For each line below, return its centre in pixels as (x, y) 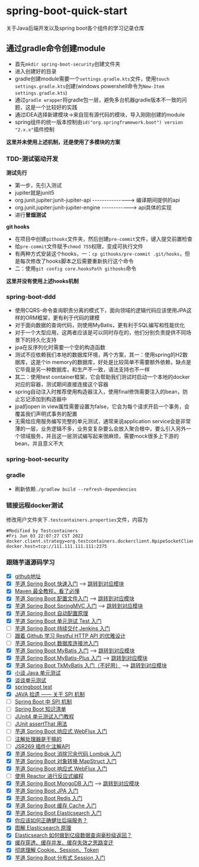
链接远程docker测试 (35, 505)
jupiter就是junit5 (34, 193)
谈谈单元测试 (30, 680)
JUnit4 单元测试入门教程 (44, 717)
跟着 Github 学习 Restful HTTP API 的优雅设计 (70, 636)
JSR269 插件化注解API (42, 746)
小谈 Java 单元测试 (38, 672)
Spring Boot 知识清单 (40, 709)
